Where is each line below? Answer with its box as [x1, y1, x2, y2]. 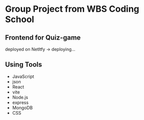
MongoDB [12, 104, 33, 111]
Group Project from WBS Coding [5, 3, 140, 15]
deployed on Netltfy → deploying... [5, 47, 76, 52]
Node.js [12, 94, 29, 100]
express [12, 99, 29, 105]
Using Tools [5, 60, 42, 69]
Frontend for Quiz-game [5, 33, 81, 42]
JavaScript [12, 73, 34, 79]
